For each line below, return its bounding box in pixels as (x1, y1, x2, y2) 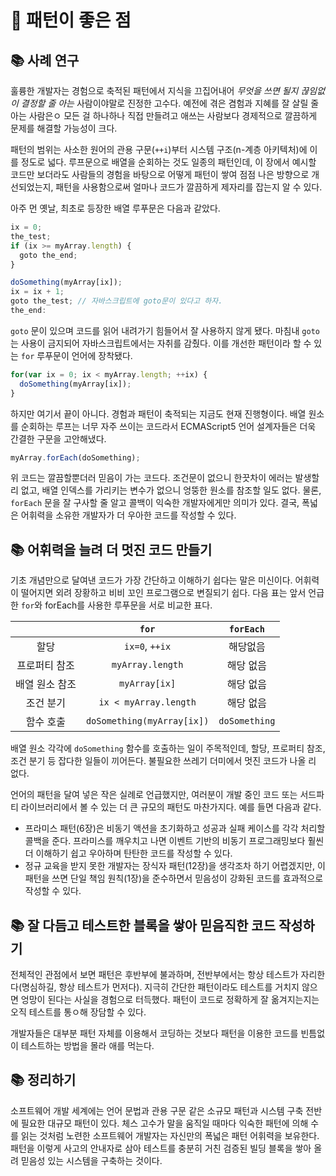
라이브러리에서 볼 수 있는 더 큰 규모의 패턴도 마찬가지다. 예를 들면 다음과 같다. (20, 801, 322, 813)
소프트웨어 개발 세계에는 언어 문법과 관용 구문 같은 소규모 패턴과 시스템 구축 (10, 1104, 304, 1116)
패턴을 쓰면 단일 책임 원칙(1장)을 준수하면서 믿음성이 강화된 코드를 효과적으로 (24, 872, 324, 885)
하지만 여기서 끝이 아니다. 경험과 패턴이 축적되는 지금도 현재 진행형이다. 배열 (10, 407, 307, 420)
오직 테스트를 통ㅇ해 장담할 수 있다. (10, 1006, 147, 1018)
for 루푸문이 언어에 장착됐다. (20, 349, 133, 361)
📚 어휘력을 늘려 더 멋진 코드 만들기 (10, 541, 213, 558)
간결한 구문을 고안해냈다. (10, 432, 107, 445)
